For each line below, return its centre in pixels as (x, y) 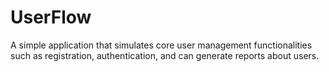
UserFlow (51, 17)
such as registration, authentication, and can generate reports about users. (165, 55)
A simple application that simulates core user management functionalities (161, 45)
